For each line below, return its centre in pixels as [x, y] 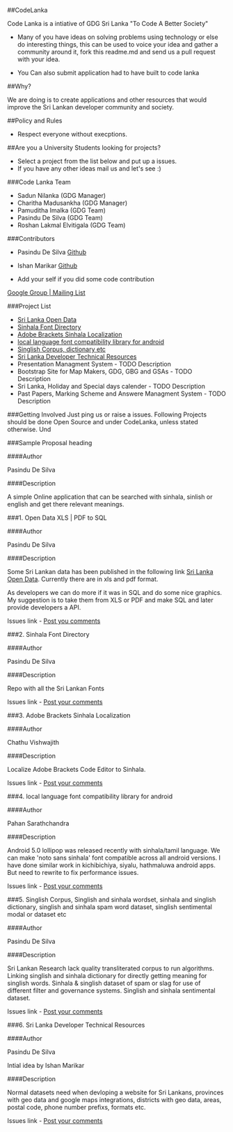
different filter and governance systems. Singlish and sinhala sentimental [111, 991]
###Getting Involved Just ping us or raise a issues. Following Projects [107, 414]
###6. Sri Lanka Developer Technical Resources [76, 1025]
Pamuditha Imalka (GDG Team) [62, 210]
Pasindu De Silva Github [52, 252]
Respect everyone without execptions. [72, 134]
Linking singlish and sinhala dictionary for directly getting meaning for [107, 976]
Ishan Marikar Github [47, 265]
